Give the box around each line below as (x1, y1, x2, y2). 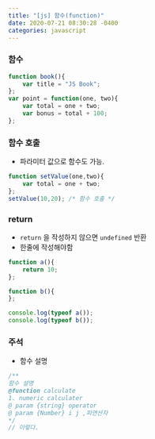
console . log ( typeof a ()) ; (8, 309, 93, 318)
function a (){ (8, 258, 55, 266)
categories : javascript (8, 26, 87, 34)
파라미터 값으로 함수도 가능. (19, 156, 105, 167)
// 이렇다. (8, 424, 40, 432)
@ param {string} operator (8, 402, 97, 410)
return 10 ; (22, 265, 59, 274)
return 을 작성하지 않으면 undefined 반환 (19, 232, 147, 242)
